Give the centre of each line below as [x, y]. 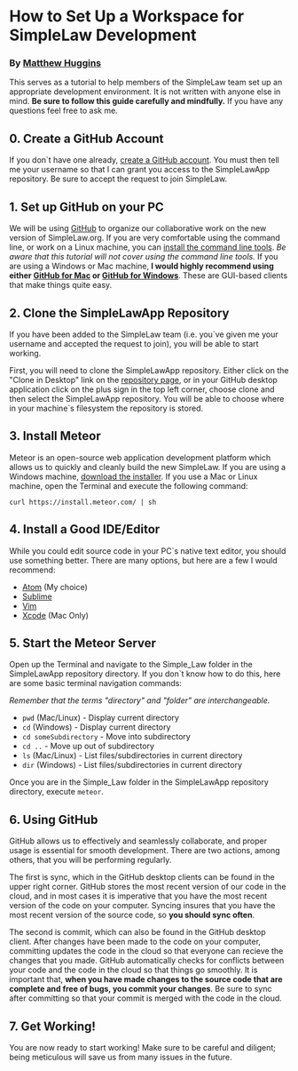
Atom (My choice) [55, 587]
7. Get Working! [52, 1026]
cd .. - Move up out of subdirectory [88, 746]
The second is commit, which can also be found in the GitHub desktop [137, 932]
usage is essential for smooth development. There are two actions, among [145, 851]
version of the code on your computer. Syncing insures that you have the [142, 906]
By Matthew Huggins [55, 63]
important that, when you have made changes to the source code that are [146, 979]
